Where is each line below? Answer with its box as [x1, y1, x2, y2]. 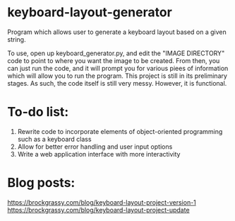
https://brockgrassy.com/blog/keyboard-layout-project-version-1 [7, 198, 196, 206]
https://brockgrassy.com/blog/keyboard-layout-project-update [7, 205, 190, 214]
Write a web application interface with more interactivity [17, 149, 181, 158]
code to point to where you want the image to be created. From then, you [7, 56, 220, 64]
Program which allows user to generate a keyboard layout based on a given [7, 28, 227, 36]
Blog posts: [7, 175, 76, 191]
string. [7, 35, 26, 43]
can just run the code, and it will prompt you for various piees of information [7, 64, 229, 72]
